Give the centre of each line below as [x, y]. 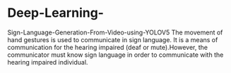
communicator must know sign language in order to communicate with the [115, 55]
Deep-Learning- [56, 13]
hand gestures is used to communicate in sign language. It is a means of [113, 39]
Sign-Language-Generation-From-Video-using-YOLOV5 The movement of [115, 32]
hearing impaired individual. [48, 62]
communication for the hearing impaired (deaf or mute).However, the [108, 47]
